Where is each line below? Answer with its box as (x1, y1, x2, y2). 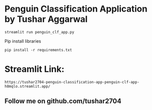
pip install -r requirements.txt (4, 47, 72, 52)
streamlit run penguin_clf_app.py (4, 30, 75, 34)
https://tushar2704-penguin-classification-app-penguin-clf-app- (4, 79, 139, 84)
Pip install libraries (4, 38, 41, 44)
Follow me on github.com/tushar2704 (4, 97, 122, 105)
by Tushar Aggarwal (4, 14, 88, 25)
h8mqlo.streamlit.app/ (4, 84, 51, 89)
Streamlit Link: (4, 64, 65, 75)
